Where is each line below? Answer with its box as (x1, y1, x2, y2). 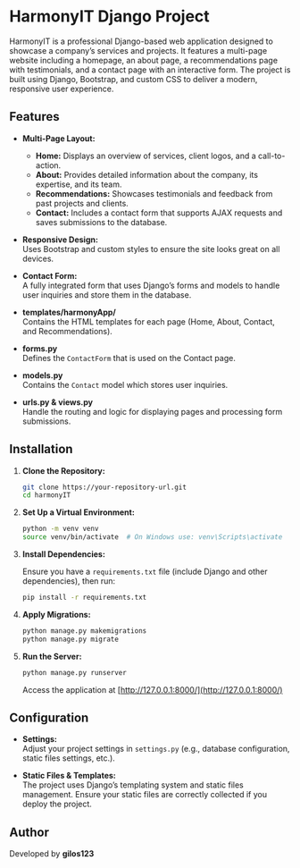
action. (35, 159, 62, 171)
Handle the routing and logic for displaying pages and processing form (21, 406, 283, 417)
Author (9, 824, 49, 839)
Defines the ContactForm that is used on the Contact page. (21, 352, 237, 363)
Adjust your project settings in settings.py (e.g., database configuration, (21, 744, 290, 754)
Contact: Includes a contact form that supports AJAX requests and (35, 207, 283, 218)
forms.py (21, 342, 58, 354)
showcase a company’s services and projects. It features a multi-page (9, 45, 268, 55)
